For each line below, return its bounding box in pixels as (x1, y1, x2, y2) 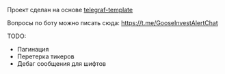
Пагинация (16, 45, 49, 53)
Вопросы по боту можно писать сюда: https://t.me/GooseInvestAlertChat (7, 19, 218, 26)
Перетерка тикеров (16, 52, 75, 60)
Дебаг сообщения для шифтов (16, 60, 106, 67)
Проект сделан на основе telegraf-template (7, 6, 133, 14)
